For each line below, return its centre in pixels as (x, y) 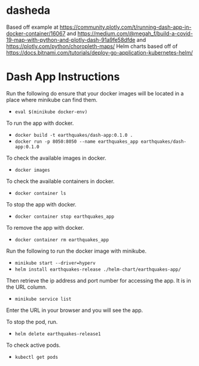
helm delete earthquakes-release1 (58, 334)
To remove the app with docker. (45, 227)
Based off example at (32, 27)
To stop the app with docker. (41, 204)
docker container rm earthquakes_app (62, 240)
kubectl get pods (36, 357)
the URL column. (27, 287)
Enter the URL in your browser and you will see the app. (75, 310)
